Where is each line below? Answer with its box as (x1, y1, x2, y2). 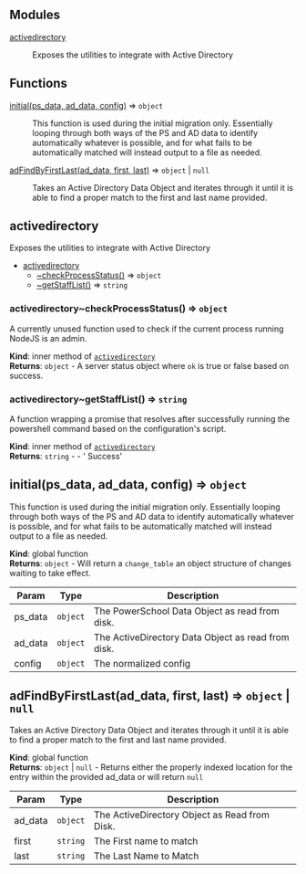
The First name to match (94, 835, 199, 848)
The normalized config (94, 657, 191, 669)
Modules (9, 7, 61, 23)
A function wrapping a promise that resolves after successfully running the (9, 414, 290, 425)
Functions (9, 76, 68, 91)
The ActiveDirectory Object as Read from (94, 808, 270, 821)
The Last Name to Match (94, 849, 199, 862)
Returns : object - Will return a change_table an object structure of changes (9, 557, 291, 569)
